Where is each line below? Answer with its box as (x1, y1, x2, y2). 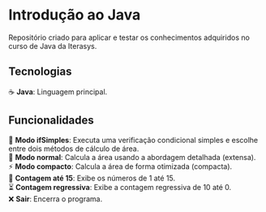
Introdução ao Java (8, 6, 141, 24)
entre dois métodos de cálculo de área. (8, 144, 139, 154)
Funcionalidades (8, 114, 95, 128)
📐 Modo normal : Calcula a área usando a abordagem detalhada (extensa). (8, 152, 256, 162)
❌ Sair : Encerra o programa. (8, 193, 103, 204)
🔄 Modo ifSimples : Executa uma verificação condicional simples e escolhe (8, 135, 259, 145)
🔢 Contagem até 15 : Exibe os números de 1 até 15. (8, 173, 176, 183)
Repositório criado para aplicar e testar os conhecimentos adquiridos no (8, 32, 250, 42)
